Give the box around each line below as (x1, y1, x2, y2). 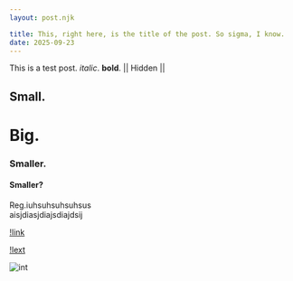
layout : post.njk (9, 13, 75, 23)
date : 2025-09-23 (9, 38, 75, 47)
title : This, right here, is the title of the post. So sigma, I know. (9, 29, 285, 39)
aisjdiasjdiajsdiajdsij (9, 210, 83, 220)
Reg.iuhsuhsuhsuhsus (9, 200, 92, 211)
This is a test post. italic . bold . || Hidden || (9, 62, 165, 73)
